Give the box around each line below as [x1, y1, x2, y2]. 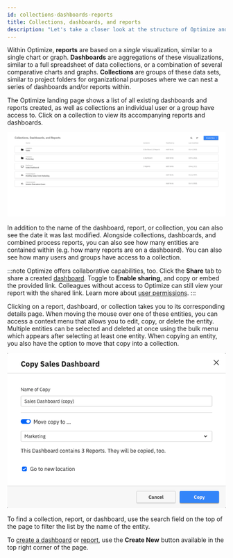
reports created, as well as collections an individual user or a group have [7, 104, 215, 112]
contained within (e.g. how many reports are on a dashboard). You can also [7, 246, 223, 254]
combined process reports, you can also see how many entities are [7, 238, 199, 246]
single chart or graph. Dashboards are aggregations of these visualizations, [7, 53, 224, 62]
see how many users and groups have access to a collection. [7, 253, 182, 261]
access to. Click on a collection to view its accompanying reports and [7, 111, 206, 120]
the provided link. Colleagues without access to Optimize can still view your [7, 281, 223, 289]
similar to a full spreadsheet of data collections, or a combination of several [7, 61, 223, 69]
